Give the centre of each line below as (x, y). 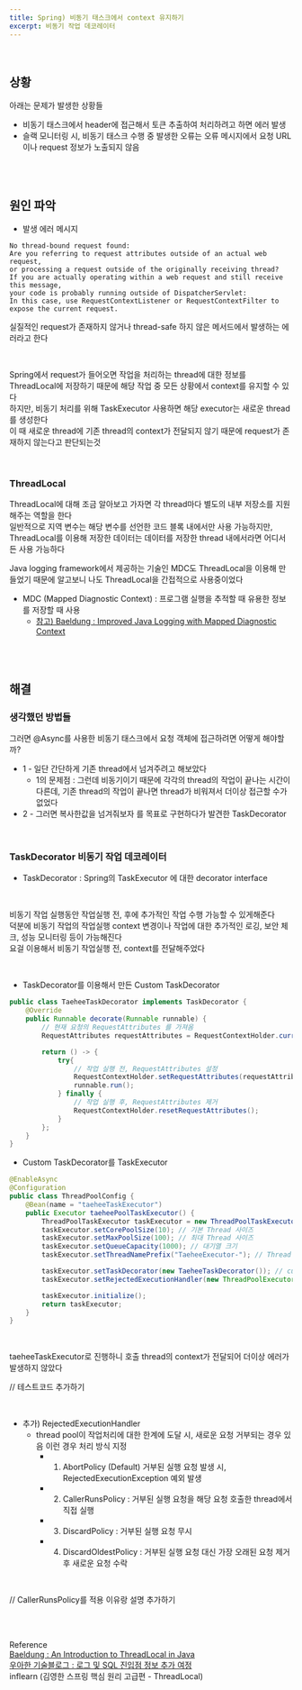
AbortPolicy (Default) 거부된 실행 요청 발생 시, (144, 1467)
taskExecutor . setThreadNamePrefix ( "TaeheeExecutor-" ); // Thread (167, 1255)
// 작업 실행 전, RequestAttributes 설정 (146, 1068)
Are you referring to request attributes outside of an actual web (138, 254)
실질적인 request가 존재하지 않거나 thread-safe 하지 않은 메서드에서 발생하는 (145, 327)
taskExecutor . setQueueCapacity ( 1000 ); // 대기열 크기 (140, 1247)
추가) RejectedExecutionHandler (81, 1423)
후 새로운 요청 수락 (95, 1563)
